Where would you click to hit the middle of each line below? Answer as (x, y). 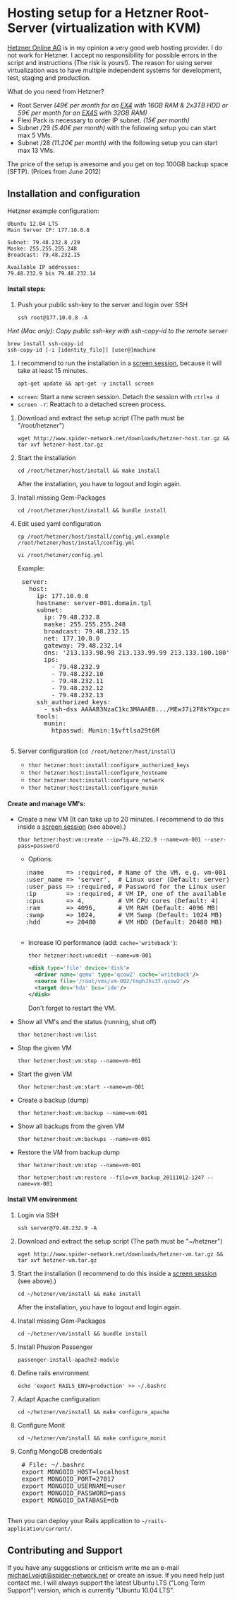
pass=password (38, 846)
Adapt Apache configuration (59, 1399)
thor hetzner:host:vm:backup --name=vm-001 (83, 1113)
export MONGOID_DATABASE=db (70, 1500)
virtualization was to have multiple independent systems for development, (115, 70)
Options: (40, 859)
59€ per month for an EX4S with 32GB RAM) (83, 113)
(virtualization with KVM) (126, 28)
